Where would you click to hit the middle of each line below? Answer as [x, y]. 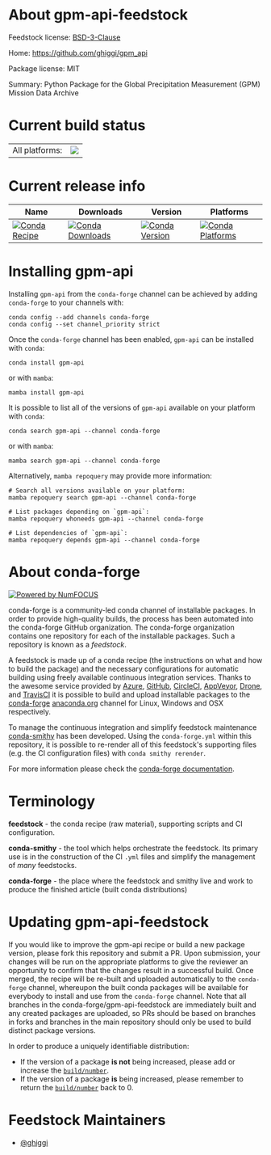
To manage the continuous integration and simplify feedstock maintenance [133, 727]
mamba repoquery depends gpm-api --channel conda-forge [104, 540]
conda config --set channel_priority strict [84, 324]
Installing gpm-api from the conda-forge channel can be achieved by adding [133, 293]
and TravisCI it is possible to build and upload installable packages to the [129, 694]
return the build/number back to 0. [77, 1087]
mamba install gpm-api [46, 392]
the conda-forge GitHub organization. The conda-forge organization [122, 627]
